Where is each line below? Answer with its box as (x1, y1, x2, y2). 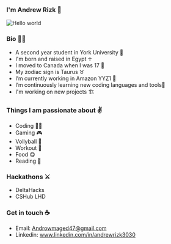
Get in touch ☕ (6, 209, 51, 217)
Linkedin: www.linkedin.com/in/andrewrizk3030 (15, 231, 136, 238)
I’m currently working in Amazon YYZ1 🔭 (15, 75, 117, 82)
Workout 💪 (15, 144, 42, 152)
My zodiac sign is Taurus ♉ (15, 68, 84, 75)
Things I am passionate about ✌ (6, 106, 103, 114)
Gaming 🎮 (15, 128, 43, 136)
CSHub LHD (15, 193, 46, 201)
